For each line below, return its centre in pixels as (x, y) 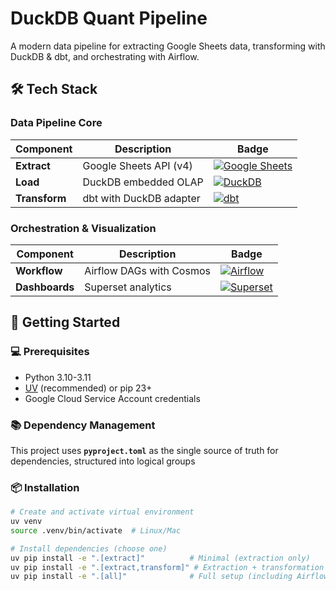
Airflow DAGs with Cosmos (147, 270)
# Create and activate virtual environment (102, 512)
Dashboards (45, 287)
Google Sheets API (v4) (137, 165)
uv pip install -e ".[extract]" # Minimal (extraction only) (160, 558)
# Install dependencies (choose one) (89, 548)
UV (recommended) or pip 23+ (88, 388)
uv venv (26, 522)
